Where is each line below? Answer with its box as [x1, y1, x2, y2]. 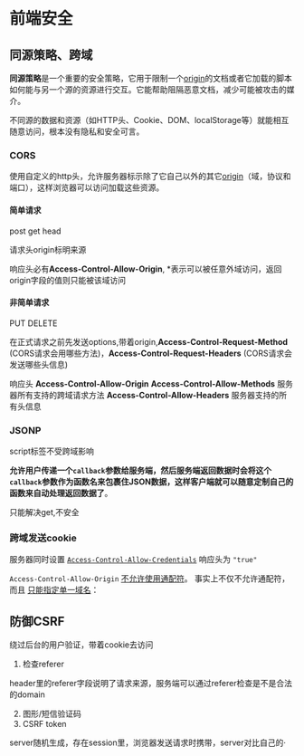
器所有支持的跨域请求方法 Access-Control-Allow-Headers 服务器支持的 [9, 389, 280, 400]
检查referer [22, 658, 65, 670]
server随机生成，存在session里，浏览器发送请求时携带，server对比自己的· [9, 737, 287, 748]
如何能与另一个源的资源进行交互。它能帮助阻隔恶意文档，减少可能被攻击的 [9, 84, 287, 95]
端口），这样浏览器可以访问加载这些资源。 [9, 182, 165, 193]
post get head [9, 225, 62, 236]
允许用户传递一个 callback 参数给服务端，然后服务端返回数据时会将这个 [9, 465, 272, 475]
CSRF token [22, 719, 67, 730]
